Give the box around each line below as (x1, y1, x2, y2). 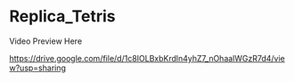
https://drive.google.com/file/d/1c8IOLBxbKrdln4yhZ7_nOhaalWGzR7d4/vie (9, 53, 285, 63)
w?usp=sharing (9, 62, 67, 73)
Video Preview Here (9, 36, 83, 46)
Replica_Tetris (9, 6, 116, 27)
